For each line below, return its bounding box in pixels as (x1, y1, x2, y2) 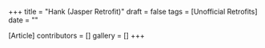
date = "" (8, 15, 38, 25)
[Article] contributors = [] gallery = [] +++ (8, 31, 146, 40)
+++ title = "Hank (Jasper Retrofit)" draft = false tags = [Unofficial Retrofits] (8, 7, 258, 16)
